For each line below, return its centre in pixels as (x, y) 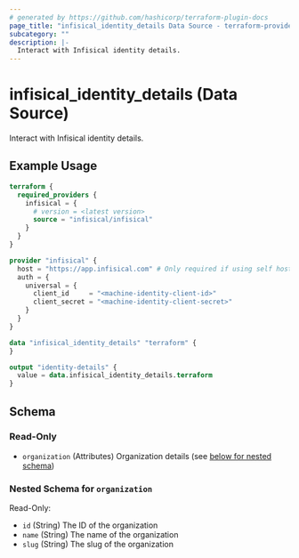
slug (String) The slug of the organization (97, 545)
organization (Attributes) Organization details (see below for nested (147, 456)
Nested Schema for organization (81, 489)
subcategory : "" (39, 34)
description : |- (39, 42)
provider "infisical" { (53, 260)
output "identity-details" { (63, 367)
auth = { (33, 277)
